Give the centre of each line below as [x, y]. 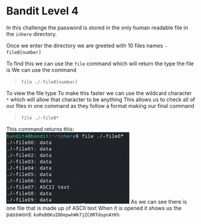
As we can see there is [159, 201]
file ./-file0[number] [49, 82]
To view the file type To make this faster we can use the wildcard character [99, 93]
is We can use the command [41, 69]
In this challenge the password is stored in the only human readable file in [97, 28]
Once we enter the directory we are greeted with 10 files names [85, 46]
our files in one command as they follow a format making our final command [100, 105]
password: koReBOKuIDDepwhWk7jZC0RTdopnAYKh [63, 214]
